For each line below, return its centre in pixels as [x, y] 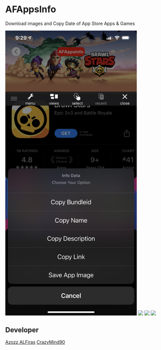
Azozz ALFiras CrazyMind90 [35, 342]
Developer [22, 330]
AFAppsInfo [31, 9]
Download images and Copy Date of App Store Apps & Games [70, 23]
